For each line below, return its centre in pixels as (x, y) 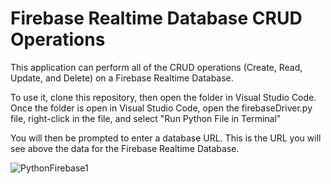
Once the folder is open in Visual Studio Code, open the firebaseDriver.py (161, 108)
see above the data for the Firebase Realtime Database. (125, 148)
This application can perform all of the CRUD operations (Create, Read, (156, 67)
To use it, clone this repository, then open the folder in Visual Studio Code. (163, 97)
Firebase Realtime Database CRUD (156, 18)
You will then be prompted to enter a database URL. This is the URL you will (166, 138)
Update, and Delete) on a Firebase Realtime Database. (122, 78)
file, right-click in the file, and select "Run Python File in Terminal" (146, 118)
